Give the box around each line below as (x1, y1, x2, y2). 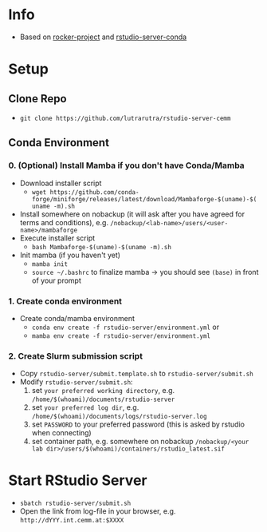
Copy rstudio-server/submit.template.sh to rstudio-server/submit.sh (19, 369, 253, 379)
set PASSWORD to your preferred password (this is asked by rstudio (31, 419, 245, 429)
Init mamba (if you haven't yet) (19, 250, 121, 260)
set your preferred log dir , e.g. (31, 403, 139, 412)
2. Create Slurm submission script (8, 350, 143, 361)
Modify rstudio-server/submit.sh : (19, 377, 133, 387)
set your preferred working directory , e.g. (31, 386, 175, 395)
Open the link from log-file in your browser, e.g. (19, 506, 176, 516)
